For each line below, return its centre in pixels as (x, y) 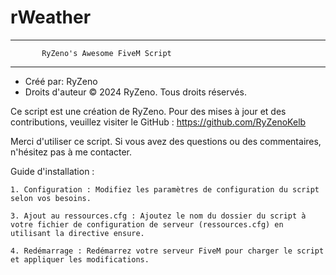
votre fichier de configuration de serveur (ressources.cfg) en (147, 224)
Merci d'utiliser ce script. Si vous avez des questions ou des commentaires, (166, 141)
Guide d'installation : (52, 171)
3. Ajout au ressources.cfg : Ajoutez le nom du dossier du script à (158, 216)
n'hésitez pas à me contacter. (71, 152)
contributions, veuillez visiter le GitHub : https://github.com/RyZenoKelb (158, 122)
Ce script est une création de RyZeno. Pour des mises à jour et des (148, 111)
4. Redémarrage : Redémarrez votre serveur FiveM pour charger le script (167, 251)
